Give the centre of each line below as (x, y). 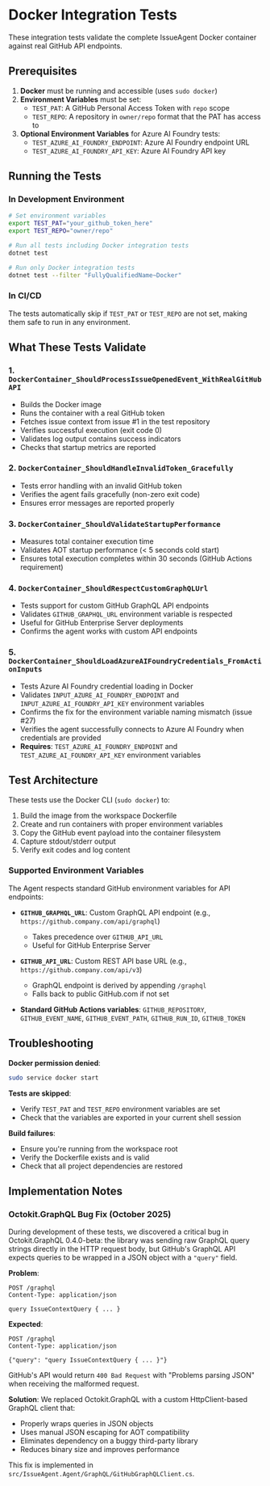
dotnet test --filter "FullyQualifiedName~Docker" (95, 275)
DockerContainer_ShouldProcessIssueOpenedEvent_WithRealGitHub (135, 380)
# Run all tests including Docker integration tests (99, 246)
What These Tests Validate (77, 348)
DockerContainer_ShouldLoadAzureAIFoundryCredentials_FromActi (135, 661)
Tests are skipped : (40, 1093)
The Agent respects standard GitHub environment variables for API (120, 888)
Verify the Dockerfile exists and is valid (85, 1157)
